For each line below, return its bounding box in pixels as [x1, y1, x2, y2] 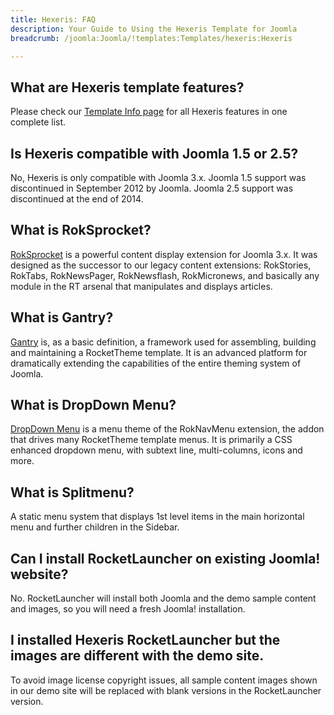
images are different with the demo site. [10, 647, 265, 665]
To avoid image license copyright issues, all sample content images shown [10, 674, 318, 686]
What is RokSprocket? [10, 222, 152, 239]
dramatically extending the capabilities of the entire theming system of [10, 357, 302, 369]
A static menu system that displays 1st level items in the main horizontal [10, 511, 305, 523]
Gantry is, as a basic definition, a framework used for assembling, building [10, 336, 317, 348]
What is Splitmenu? [10, 484, 135, 501]
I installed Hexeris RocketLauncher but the [10, 632, 281, 649]
